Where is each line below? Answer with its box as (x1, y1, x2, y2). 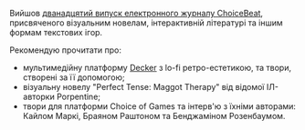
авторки (22, 91, 55, 102)
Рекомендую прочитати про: (9, 45, 121, 55)
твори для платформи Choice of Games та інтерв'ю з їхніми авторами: (22, 101, 297, 112)
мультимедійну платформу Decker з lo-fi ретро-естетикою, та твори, (22, 63, 292, 73)
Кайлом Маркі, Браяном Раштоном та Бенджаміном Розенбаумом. (22, 111, 286, 121)
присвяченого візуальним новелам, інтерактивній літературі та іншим (9, 17, 283, 28)
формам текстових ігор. (9, 27, 103, 37)
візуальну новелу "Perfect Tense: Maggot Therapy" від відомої (22, 82, 265, 92)
